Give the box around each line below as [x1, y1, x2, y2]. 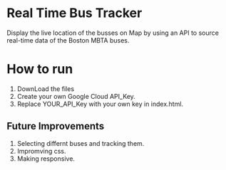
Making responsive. [16, 154, 76, 163]
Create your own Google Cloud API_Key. [16, 92, 136, 100]
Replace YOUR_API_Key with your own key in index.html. [16, 100, 183, 108]
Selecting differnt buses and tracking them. [16, 139, 145, 147]
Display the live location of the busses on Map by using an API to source [6, 28, 219, 37]
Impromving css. [16, 147, 66, 155]
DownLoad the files [16, 84, 75, 93]
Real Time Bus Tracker [6, 5, 143, 21]
